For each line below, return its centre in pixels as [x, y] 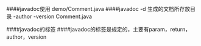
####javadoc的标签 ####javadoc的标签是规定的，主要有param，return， [98, 29]
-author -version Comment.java [53, 16]
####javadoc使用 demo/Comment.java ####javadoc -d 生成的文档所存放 [98, 9]
